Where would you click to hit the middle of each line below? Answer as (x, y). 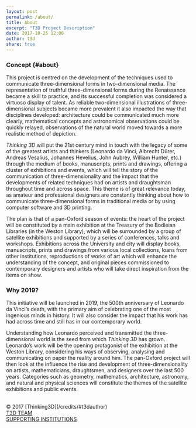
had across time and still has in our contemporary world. (74, 322)
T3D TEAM (19, 413)
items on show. (24, 275)
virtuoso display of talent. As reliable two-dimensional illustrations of (89, 103)
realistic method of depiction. (42, 134)
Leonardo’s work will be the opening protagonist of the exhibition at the (92, 346)
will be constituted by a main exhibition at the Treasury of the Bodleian (91, 225)
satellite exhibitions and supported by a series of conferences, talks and (93, 238)
